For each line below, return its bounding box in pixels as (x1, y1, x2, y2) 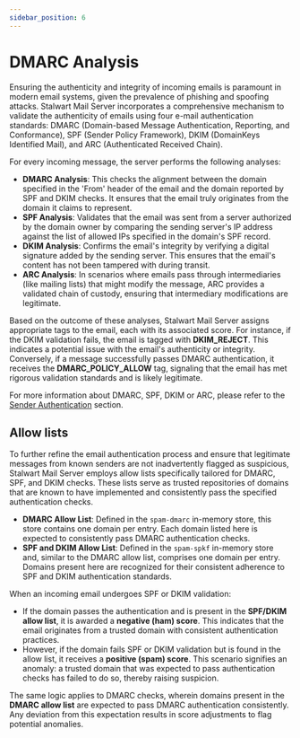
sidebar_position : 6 (9, 13, 87, 22)
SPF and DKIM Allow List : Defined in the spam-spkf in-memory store (21, 542, 274, 553)
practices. (21, 635, 60, 646)
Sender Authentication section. (9, 399, 124, 409)
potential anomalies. (9, 719, 84, 730)
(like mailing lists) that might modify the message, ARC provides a (21, 278, 265, 289)
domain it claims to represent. (21, 202, 133, 213)
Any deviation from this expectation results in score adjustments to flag (9, 709, 272, 720)
